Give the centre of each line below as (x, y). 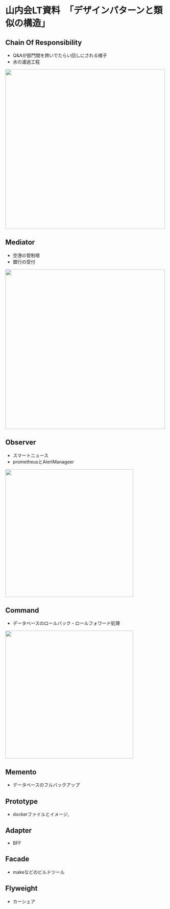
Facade (17, 859)
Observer (21, 442)
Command (22, 611)
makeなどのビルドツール (39, 872)
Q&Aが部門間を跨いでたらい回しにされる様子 (60, 55)
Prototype (22, 801)
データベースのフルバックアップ (46, 785)
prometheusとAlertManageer (43, 462)
